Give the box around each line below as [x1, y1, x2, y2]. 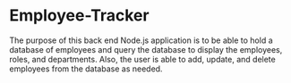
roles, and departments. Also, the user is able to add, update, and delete [9, 54, 276, 64]
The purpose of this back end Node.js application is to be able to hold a [9, 35, 273, 46]
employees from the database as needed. [9, 63, 163, 74]
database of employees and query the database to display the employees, [9, 44, 283, 54]
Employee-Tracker [9, 5, 150, 26]
